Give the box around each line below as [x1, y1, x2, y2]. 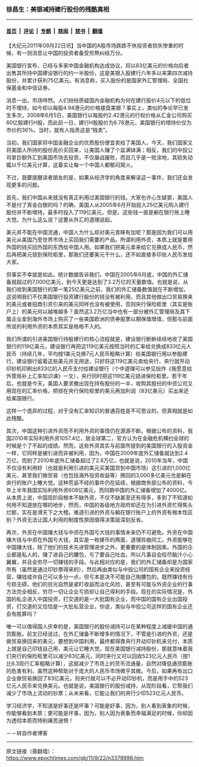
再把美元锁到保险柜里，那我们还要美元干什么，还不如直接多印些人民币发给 [11, 251, 193, 258]
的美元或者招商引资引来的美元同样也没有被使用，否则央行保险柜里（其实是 [6, 301, 188, 308]
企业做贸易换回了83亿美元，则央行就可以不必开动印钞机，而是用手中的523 [6, 675, 188, 682]
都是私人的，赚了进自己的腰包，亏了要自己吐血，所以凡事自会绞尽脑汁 [11, 551, 182, 558]
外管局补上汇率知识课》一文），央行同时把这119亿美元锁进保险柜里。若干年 [6, 372, 188, 379]
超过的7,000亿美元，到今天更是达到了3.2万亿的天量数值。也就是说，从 [16, 278, 188, 285]
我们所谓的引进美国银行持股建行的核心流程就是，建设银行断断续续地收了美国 [6, 335, 193, 342]
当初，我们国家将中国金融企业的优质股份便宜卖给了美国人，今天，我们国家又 [6, 139, 193, 146]
